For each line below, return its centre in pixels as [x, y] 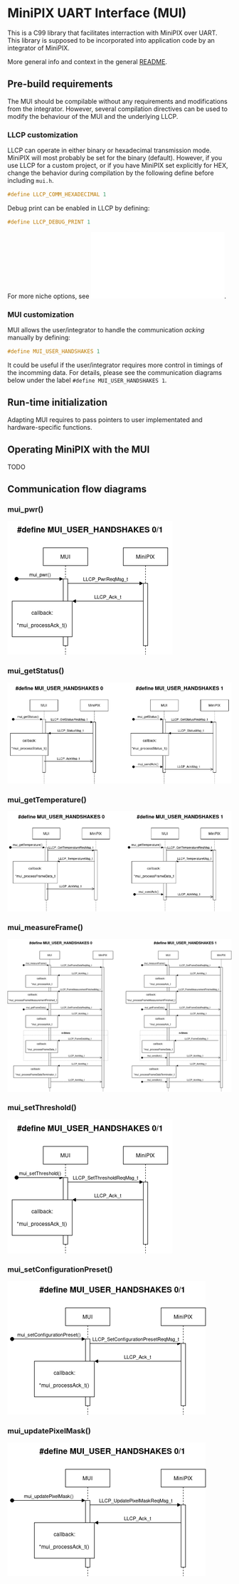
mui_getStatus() [36, 671]
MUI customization [41, 315]
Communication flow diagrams [77, 489]
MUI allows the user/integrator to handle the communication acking [106, 330]
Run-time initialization [58, 402]
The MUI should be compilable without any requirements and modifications [117, 101]
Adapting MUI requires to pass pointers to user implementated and [105, 419]
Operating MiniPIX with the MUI [79, 450]
